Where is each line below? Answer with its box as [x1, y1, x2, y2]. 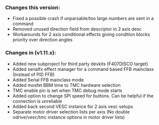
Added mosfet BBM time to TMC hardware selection [12, 82, 121, 88]
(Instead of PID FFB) [12, 71, 55, 77]
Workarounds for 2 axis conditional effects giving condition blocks [12, 32, 150, 38]
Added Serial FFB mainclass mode [12, 77, 84, 83]
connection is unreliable [12, 98, 62, 104]
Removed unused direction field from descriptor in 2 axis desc [12, 26, 142, 32]
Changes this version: [5, 4, 60, 11]
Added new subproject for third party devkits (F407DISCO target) [12, 61, 148, 67]
